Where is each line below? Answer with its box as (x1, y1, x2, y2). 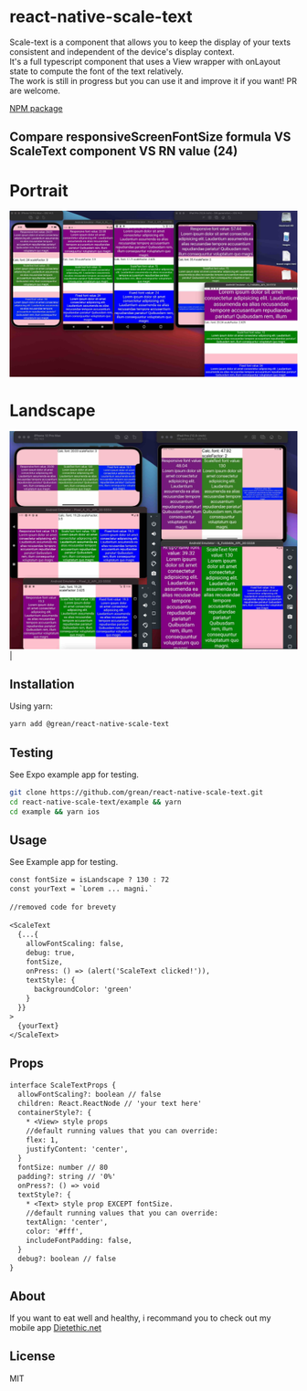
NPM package (9, 102, 63, 113)
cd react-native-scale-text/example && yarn (9, 797, 182, 806)
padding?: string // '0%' (17, 1172, 117, 1182)
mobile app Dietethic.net (9, 1323, 102, 1333)
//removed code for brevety (9, 902, 117, 912)
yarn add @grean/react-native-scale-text (9, 720, 170, 729)
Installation (9, 676, 75, 691)
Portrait (9, 180, 69, 201)
